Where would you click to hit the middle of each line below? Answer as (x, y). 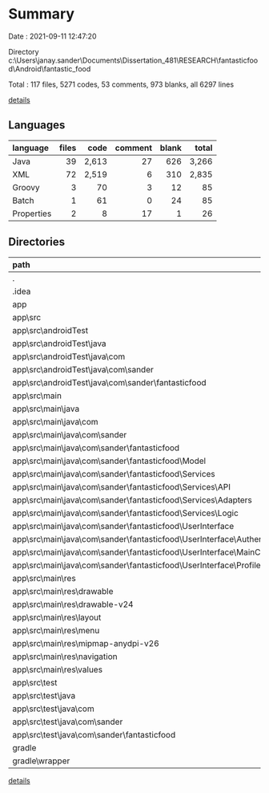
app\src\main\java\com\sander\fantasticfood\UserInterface (123, 526)
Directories (37, 242)
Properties (32, 213)
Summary (41, 14)
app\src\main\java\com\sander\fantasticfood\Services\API (121, 486)
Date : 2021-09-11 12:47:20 (52, 36)
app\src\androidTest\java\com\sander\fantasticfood (109, 382)
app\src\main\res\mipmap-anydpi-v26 (86, 643)
